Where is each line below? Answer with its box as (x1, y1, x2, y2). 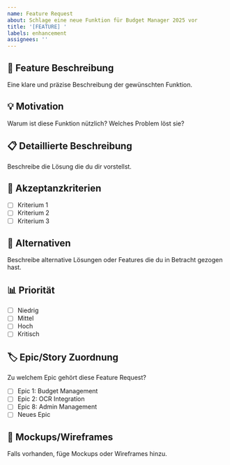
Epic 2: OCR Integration (17, 395, 85, 403)
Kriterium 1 (17, 201, 49, 209)
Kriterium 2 (17, 208, 50, 217)
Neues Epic (17, 411, 51, 419)
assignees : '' (7, 36, 49, 43)
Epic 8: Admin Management (17, 402, 98, 411)
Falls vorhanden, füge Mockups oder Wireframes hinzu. (7, 450, 167, 458)
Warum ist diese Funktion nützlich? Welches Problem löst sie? (7, 119, 185, 128)
